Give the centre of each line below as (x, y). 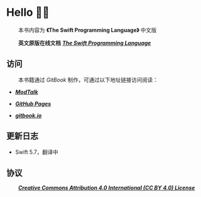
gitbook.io (28, 116)
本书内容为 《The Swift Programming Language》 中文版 (87, 30)
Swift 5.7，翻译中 (37, 152)
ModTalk (26, 92)
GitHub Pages (33, 103)
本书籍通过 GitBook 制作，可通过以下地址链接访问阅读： (88, 80)
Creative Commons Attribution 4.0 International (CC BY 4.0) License (107, 188)
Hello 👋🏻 (28, 12)
